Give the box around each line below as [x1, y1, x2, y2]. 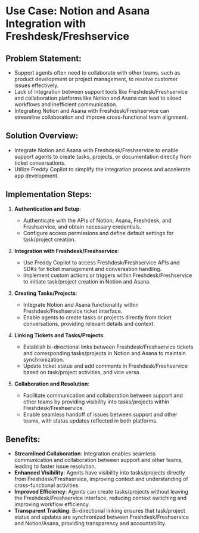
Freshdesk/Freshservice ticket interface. [23, 307, 123, 315]
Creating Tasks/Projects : [14, 289, 77, 297]
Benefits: [5, 435, 41, 445]
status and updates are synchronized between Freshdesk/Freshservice [14, 513, 189, 520]
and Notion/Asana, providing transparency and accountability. [14, 520, 167, 527]
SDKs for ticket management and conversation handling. [23, 265, 162, 272]
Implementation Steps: [5, 189, 92, 199]
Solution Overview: [5, 131, 79, 141]
